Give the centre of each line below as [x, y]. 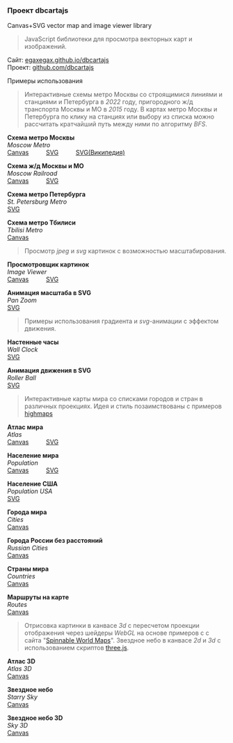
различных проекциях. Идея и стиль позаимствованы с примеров [123, 406]
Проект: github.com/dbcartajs [50, 68]
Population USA [30, 491]
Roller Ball [22, 378]
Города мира [27, 512]
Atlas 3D [20, 669]
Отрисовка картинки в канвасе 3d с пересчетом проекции [112, 626]
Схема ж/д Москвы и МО [46, 166]
